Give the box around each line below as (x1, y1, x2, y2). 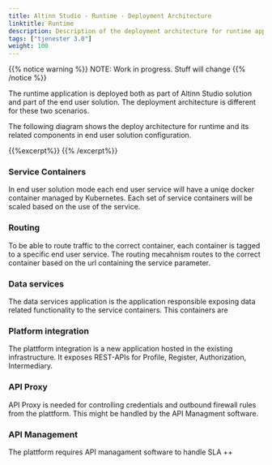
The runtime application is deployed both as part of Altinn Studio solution (8, 88, 253, 98)
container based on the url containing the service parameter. (8, 257, 211, 268)
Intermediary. (8, 361, 53, 371)
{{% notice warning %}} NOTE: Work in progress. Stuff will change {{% (8, 64, 246, 74)
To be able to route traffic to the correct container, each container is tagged (8, 240, 261, 250)
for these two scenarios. (8, 106, 90, 116)
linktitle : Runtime (8, 19, 74, 28)
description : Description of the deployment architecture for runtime (8, 27, 252, 35)
